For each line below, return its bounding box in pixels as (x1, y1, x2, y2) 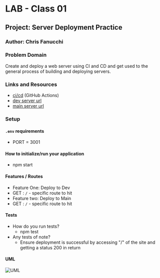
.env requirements (5, 128, 44, 134)
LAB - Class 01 (5, 3, 67, 15)
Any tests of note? (12, 234, 51, 240)
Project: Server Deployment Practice (5, 23, 122, 32)
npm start (12, 162, 33, 168)
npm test (20, 228, 39, 234)
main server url (12, 103, 44, 109)
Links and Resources (5, 81, 57, 88)
